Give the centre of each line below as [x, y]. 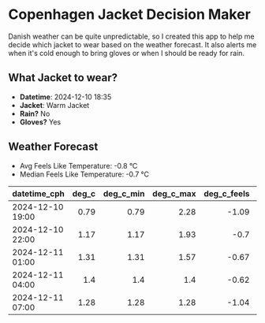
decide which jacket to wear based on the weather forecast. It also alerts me [132, 44]
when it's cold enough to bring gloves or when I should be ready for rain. [127, 53]
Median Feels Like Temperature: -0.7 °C [84, 174]
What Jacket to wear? [63, 78]
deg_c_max [174, 193]
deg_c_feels [227, 193]
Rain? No [35, 113]
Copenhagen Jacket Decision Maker [129, 15]
